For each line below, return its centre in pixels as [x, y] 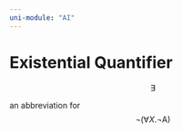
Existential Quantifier [91, 62]
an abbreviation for [45, 105]
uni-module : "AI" [42, 18]
